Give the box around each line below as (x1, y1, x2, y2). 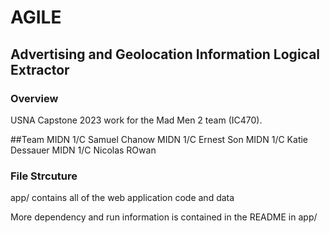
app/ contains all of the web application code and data (10, 192, 235, 204)
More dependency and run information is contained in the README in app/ (10, 211, 318, 223)
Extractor (10, 61, 70, 78)
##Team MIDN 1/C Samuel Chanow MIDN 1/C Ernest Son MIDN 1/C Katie (10, 133, 309, 145)
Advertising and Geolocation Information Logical (10, 46, 321, 63)
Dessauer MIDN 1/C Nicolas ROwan (10, 144, 157, 156)
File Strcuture (10, 169, 78, 183)
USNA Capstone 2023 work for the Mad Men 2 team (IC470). (10, 114, 263, 126)
